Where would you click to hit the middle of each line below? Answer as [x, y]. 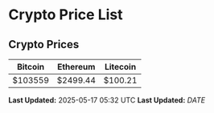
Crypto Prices [44, 44]
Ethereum [76, 67]
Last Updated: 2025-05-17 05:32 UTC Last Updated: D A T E [107, 100]
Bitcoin [31, 67]
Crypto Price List [66, 15]
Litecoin [120, 67]
